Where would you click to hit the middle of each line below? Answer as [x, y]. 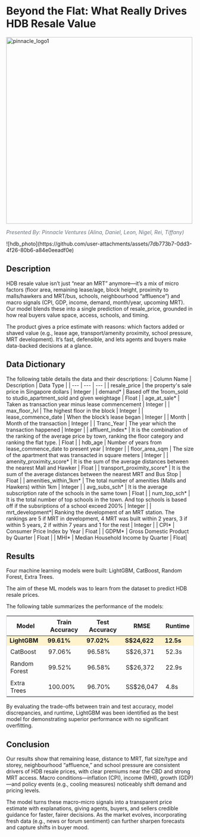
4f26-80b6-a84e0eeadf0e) [40, 250]
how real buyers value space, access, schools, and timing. [78, 315]
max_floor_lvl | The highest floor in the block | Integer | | [75, 410]
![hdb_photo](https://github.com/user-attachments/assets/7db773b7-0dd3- [99, 244]
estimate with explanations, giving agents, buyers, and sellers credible [92, 808]
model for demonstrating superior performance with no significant [87, 719]
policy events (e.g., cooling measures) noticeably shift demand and [104, 784]
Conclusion [28, 744]
